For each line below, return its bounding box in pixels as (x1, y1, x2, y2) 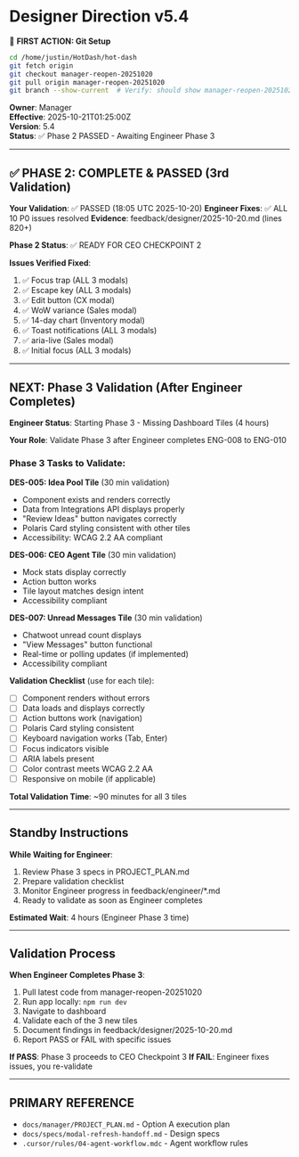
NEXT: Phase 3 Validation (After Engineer (9, 380, 243, 395)
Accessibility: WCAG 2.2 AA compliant (21, 532, 163, 543)
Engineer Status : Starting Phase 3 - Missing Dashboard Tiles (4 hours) (9, 417, 270, 428)
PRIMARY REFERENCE (9, 1095, 135, 1111)
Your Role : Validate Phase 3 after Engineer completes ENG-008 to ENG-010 (9, 434, 287, 445)
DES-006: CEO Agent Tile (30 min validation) (9, 550, 176, 561)
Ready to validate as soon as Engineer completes (21, 894, 203, 906)
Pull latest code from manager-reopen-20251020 (21, 987, 203, 997)
